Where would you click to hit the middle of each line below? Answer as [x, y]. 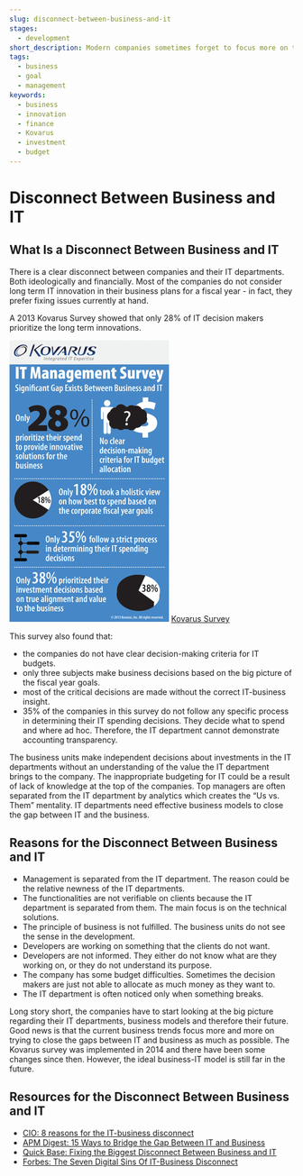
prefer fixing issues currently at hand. [79, 300]
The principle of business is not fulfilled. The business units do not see [154, 926]
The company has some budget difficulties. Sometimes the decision [149, 974]
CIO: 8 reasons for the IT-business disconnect [108, 1133]
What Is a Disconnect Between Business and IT [144, 250]
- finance [36, 123]
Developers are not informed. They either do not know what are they [150, 955]
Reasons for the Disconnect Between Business [143, 843]
